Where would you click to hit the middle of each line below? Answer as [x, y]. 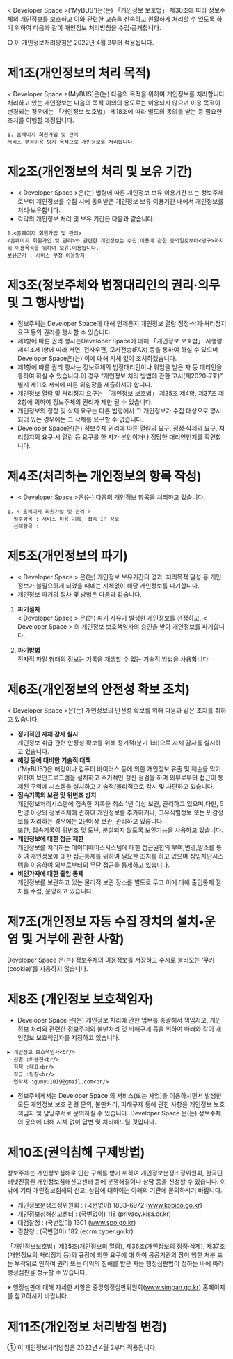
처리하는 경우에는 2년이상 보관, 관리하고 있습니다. [97, 821]
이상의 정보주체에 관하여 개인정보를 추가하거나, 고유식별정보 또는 [118, 812]
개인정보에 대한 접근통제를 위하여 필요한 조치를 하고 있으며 [109, 856]
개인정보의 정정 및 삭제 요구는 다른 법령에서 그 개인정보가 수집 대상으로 [113, 410]
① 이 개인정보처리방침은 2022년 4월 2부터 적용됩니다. [82, 1347]
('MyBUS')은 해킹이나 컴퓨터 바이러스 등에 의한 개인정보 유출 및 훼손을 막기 [119, 768]
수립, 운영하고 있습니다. [62, 891]
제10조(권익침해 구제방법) [76, 1152]
